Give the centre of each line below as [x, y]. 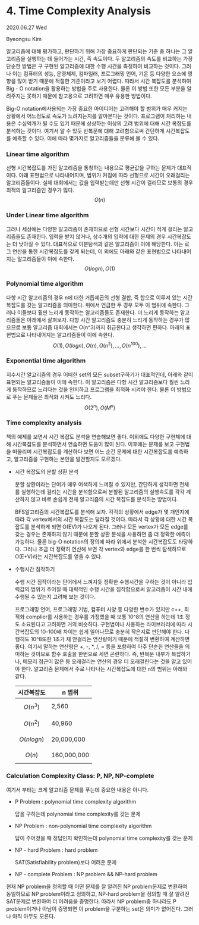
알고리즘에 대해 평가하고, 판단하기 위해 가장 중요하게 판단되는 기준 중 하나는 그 [97, 51]
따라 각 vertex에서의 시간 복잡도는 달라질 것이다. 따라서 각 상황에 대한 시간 [101, 519]
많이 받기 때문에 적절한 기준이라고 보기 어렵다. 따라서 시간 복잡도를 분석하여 [104, 81]
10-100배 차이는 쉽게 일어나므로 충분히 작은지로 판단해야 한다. [112, 632]
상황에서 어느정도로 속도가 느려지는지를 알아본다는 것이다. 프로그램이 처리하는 [96, 116]
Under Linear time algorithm [48, 215]
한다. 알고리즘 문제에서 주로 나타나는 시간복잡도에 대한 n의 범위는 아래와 [104, 668]
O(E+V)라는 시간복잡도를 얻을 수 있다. [59, 556]
